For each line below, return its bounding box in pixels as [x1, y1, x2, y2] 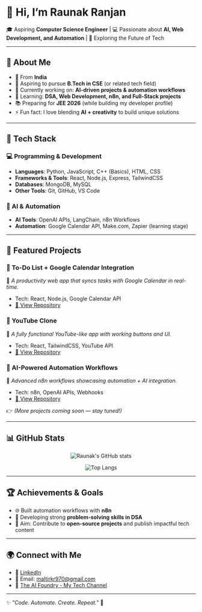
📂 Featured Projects [6, 246, 82, 256]
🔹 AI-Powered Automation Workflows [6, 363, 118, 372]
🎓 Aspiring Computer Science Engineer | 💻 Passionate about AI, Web [6, 25, 184, 32]
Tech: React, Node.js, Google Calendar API [14, 295, 121, 303]
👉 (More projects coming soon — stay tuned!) [6, 407, 122, 415]
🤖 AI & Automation [6, 202, 61, 211]
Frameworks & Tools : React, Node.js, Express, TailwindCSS [14, 175, 164, 182]
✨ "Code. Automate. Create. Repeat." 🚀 [6, 599, 104, 607]
